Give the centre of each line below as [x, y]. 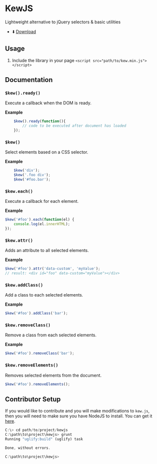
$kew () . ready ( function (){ [40, 121]
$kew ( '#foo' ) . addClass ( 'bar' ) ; [36, 314]
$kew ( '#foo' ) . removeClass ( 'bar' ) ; [40, 353]
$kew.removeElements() [32, 365]
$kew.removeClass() [28, 325]
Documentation [29, 80]
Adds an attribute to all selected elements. [47, 250]
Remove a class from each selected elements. [51, 335]
